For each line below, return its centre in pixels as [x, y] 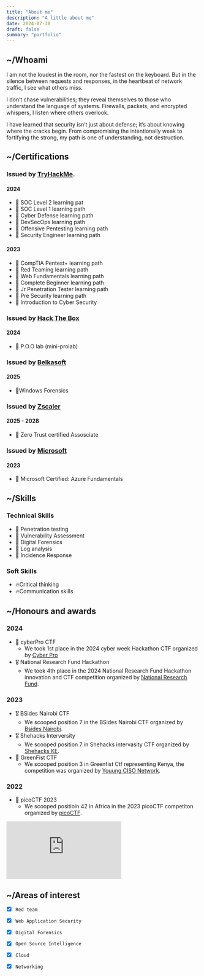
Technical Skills [30, 515]
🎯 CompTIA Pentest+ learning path [59, 263]
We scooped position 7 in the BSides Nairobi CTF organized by [104, 722]
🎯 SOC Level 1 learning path [50, 209]
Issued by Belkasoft [36, 362]
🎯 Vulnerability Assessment [50, 536]
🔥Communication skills [44, 591]
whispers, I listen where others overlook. [58, 112]
